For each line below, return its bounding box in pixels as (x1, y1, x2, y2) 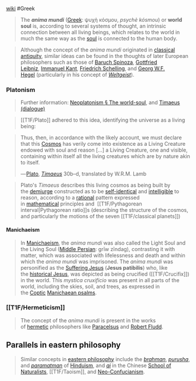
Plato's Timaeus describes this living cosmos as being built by (20, 181, 171, 189)
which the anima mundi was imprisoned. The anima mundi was (20, 258, 174, 265)
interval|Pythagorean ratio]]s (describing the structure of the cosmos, (20, 207, 188, 214)
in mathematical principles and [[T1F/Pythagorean (20, 200, 142, 207)
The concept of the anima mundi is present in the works (20, 317, 156, 324)
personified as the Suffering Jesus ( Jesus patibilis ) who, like (20, 264, 168, 271)
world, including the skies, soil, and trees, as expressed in (20, 283, 160, 290)
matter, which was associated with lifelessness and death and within (20, 252, 185, 259)
